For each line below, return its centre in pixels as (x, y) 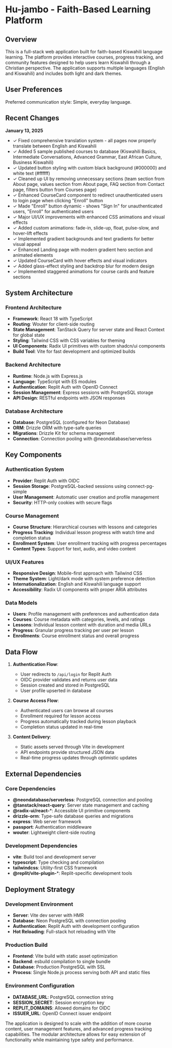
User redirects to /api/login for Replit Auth (66, 674)
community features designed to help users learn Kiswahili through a (78, 62)
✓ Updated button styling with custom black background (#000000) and (89, 167)
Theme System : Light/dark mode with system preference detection (84, 579)
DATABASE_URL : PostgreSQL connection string (63, 997)
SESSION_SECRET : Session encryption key (59, 1002)
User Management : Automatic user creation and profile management (86, 497)
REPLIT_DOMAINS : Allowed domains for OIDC (61, 1008)
